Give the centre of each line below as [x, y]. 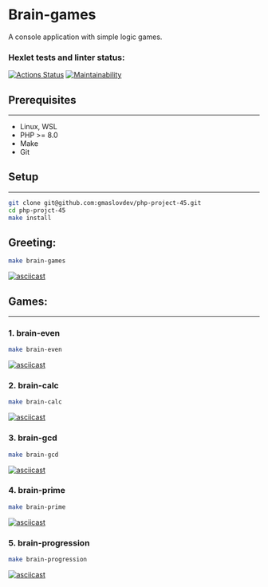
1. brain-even [34, 333]
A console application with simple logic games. [85, 37]
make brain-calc [35, 402]
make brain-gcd [33, 455]
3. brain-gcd [33, 438]
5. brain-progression [49, 542]
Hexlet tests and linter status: [67, 57]
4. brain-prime [37, 490]
